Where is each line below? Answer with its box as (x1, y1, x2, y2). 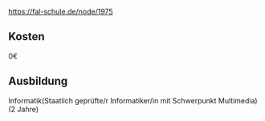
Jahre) (17, 104, 39, 114)
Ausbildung (8, 75, 68, 88)
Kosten (8, 30, 45, 43)
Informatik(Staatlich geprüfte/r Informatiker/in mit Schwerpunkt (8, 95, 217, 105)
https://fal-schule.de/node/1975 (8, 7, 114, 16)
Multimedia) (218, 95, 259, 105)
